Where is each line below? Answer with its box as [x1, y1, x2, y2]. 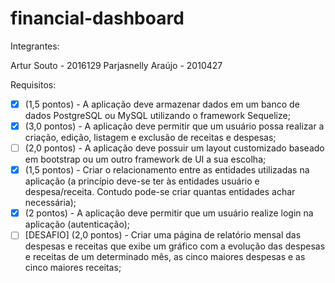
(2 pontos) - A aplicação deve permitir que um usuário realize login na [24, 207, 314, 219]
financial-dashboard [10, 7, 185, 30]
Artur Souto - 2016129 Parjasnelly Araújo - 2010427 [10, 59, 223, 71]
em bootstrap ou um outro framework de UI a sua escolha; [24, 153, 267, 166]
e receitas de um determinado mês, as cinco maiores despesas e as [24, 251, 306, 263]
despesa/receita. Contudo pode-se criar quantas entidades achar [24, 186, 296, 198]
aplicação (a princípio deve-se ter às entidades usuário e [24, 175, 260, 187]
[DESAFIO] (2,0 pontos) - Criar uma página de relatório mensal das [24, 229, 302, 241]
